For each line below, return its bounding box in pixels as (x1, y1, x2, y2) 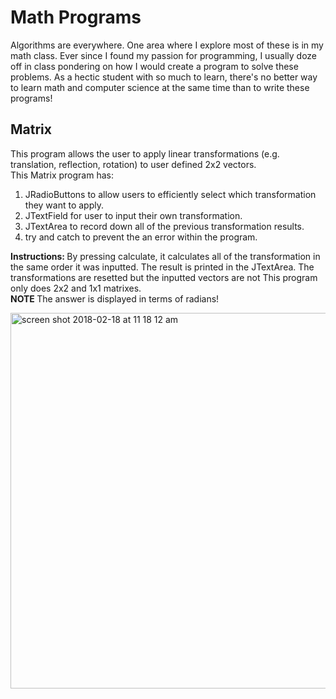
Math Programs (10, 6, 142, 29)
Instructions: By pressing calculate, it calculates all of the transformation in (10, 250, 321, 262)
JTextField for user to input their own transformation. (24, 209, 243, 221)
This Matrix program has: (10, 169, 114, 181)
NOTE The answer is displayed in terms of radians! (10, 292, 220, 305)
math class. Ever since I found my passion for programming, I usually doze (10, 49, 318, 61)
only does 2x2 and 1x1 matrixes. (10, 282, 142, 294)
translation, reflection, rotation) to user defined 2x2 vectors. (10, 158, 257, 170)
